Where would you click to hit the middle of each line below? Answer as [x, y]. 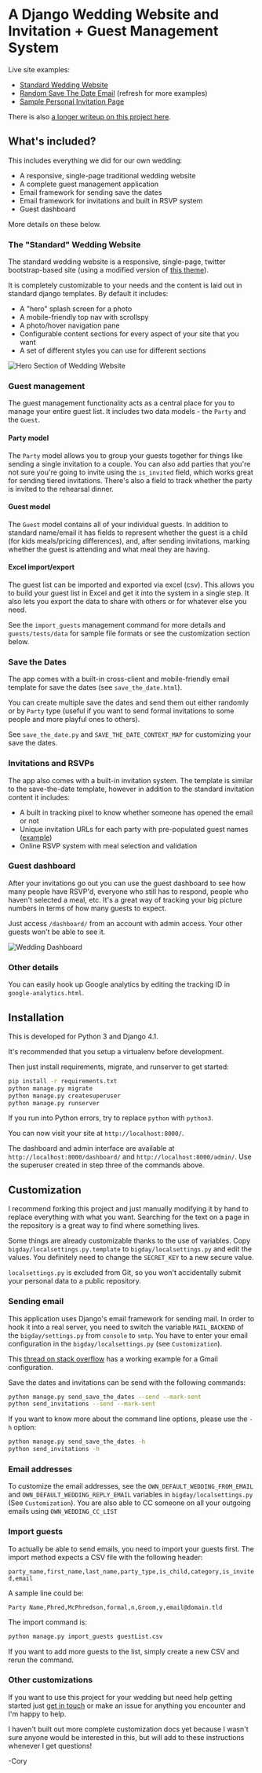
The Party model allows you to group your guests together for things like [126, 455]
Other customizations [50, 1680]
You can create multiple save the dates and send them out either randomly [129, 703]
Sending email [36, 1302]
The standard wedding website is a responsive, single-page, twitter [117, 262]
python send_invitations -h [54, 1449]
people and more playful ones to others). [74, 720]
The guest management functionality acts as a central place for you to [122, 403]
